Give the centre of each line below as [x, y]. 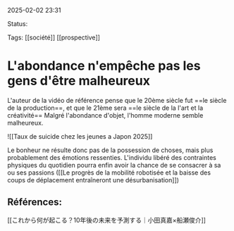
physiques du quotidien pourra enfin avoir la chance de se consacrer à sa [114, 165]
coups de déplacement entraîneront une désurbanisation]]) [93, 180]
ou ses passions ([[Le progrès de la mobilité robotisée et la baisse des [109, 173]
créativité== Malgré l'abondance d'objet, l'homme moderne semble [105, 115]
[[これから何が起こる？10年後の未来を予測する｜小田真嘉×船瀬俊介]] [107, 220]
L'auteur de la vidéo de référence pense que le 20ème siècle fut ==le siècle [117, 100]
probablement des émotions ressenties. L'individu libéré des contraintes [112, 157]
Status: [18, 24]
